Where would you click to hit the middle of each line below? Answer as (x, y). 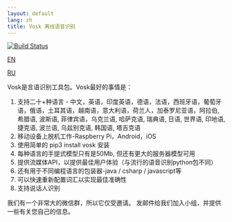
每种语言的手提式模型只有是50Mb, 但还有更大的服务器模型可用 (106, 154)
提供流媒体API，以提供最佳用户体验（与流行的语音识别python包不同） (117, 163)
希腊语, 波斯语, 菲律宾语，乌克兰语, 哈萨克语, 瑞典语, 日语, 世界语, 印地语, (121, 119)
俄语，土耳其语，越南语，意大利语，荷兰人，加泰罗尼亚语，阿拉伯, (124, 111)
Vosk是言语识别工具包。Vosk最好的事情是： (70, 87)
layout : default (30, 13)
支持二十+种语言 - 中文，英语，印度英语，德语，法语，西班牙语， (110, 102)
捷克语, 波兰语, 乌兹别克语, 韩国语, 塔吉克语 (79, 128)
